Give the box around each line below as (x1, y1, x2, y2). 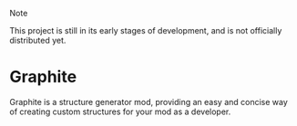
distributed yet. (9, 35, 67, 45)
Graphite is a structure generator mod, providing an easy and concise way (9, 96, 289, 107)
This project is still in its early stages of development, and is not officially (9, 25, 282, 35)
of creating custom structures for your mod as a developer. (9, 106, 231, 117)
